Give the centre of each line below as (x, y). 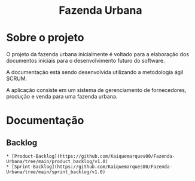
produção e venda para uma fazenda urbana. (62, 97)
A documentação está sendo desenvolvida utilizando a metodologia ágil (95, 72)
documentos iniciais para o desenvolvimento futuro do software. (86, 61)
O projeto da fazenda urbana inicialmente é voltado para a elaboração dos (98, 54)
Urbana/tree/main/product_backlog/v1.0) (57, 162)
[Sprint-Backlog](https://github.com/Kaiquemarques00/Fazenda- (92, 167)
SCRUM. (17, 79)
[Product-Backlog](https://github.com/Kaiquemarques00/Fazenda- (93, 157)
